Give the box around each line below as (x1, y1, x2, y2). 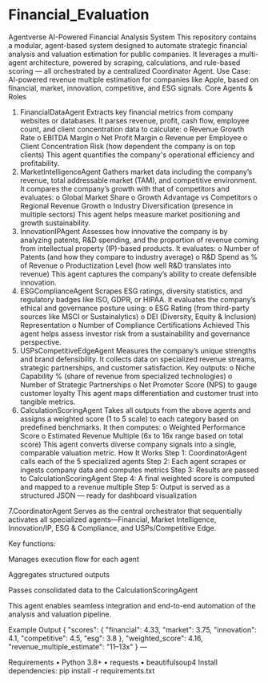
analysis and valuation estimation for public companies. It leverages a (8, 49, 238, 59)
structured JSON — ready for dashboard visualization (19, 491, 198, 500)
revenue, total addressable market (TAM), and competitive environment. (19, 175, 258, 185)
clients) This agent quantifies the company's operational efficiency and (19, 150, 254, 160)
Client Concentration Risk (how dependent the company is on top (19, 141, 236, 151)
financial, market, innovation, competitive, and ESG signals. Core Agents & (8, 83, 254, 93)
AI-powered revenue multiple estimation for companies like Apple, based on (8, 75, 259, 84)
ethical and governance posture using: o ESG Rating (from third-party (19, 303, 250, 313)
